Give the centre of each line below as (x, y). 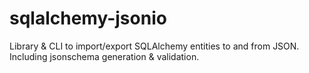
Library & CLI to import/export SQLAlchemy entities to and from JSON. (154, 46)
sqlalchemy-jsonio (88, 18)
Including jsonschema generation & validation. (104, 56)
